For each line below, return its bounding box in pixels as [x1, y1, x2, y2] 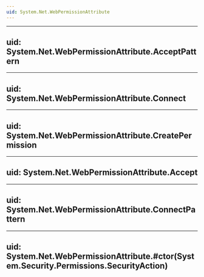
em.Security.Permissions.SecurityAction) [6, 261, 168, 271]
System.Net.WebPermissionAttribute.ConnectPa [6, 205, 196, 215]
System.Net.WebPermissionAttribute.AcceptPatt [6, 47, 197, 57]
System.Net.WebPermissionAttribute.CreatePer [6, 130, 192, 140]
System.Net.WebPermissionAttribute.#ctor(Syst [6, 251, 195, 262]
